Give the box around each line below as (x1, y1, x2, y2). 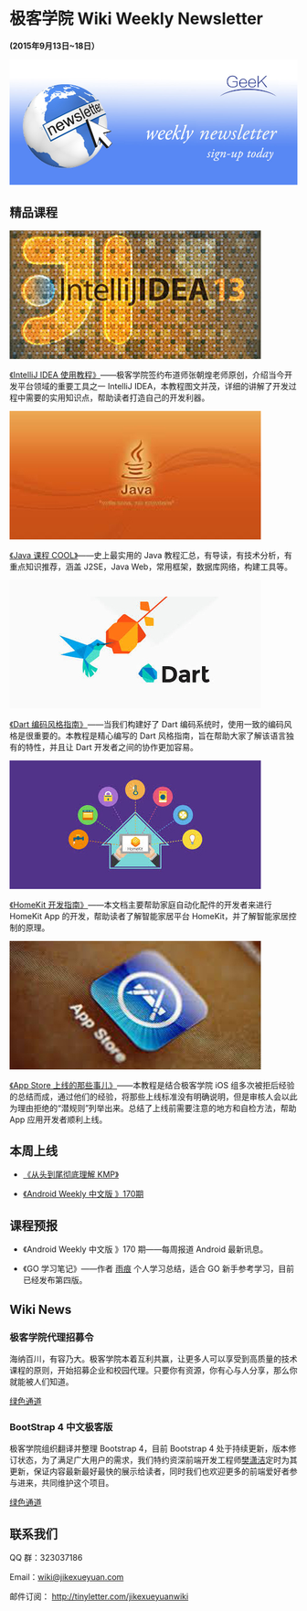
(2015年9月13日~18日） (9, 40, 101, 51)
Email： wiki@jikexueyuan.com (9, 1572, 124, 1582)
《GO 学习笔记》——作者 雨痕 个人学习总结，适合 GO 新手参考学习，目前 (22, 1263, 295, 1275)
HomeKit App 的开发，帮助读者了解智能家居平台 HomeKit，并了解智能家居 (9, 910, 290, 921)
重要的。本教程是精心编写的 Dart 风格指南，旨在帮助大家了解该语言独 (33, 730, 294, 741)
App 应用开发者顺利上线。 (9, 1114, 108, 1125)
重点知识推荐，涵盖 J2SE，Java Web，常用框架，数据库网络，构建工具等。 (9, 561, 292, 572)
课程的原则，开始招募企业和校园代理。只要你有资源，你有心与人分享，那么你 (9, 1364, 298, 1375)
